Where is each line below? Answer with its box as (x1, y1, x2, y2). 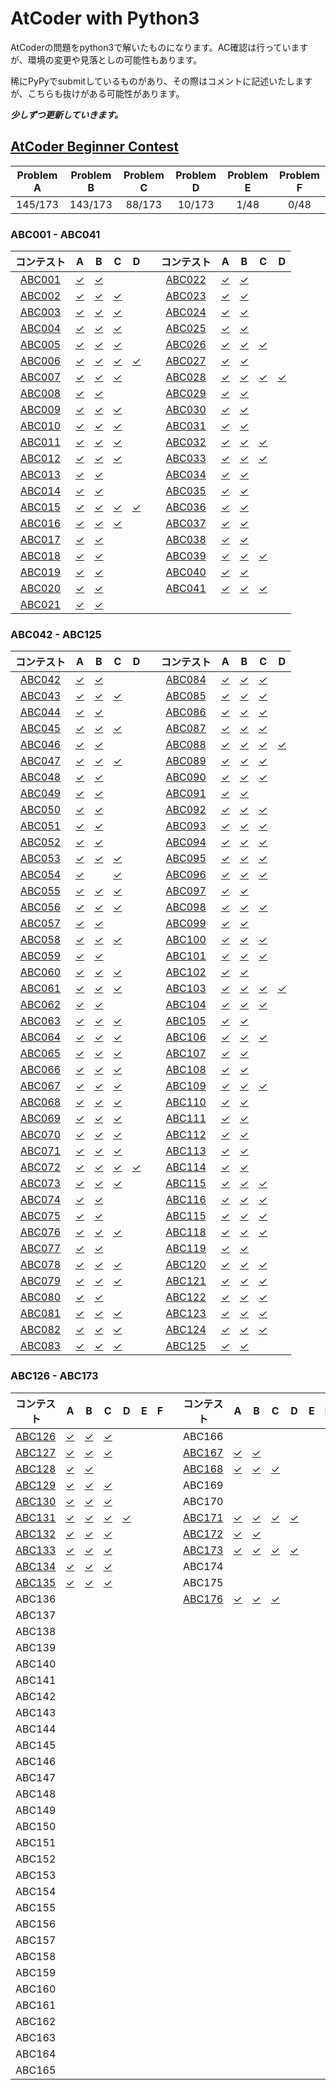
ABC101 (165, 949, 207, 963)
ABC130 (15, 1494, 57, 1508)
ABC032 (165, 435, 207, 449)
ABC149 (15, 1803, 57, 1817)
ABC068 (19, 1095, 62, 1109)
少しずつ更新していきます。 (10, 108, 123, 121)
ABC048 (19, 770, 62, 784)
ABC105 (165, 1014, 207, 1028)
